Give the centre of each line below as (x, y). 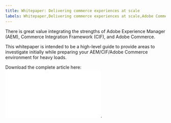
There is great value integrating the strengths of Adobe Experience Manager (85, 31)
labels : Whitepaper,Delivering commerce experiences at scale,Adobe (79, 16)
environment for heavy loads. (36, 57)
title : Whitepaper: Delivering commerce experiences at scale (73, 11)
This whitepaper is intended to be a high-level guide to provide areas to (80, 46)
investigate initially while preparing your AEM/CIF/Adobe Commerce (77, 52)
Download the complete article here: (44, 67)
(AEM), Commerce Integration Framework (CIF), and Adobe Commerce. (80, 37)
